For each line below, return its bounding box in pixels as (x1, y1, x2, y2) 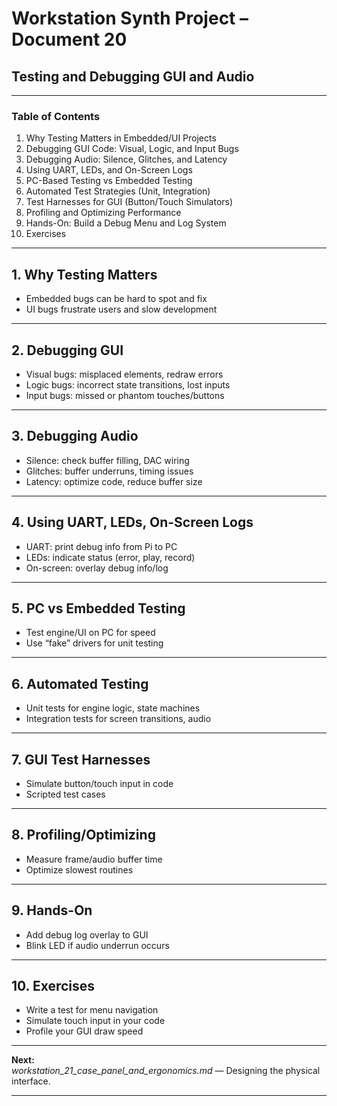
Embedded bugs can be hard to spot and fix (25, 293, 208, 305)
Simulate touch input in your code (25, 1015, 166, 1027)
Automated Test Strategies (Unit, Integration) (25, 185, 211, 197)
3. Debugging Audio (11, 428, 139, 445)
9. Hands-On (11, 902, 93, 919)
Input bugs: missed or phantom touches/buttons (25, 389, 225, 401)
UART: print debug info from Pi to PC (25, 540, 178, 552)
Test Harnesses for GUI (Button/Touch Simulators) (25, 196, 234, 208)
